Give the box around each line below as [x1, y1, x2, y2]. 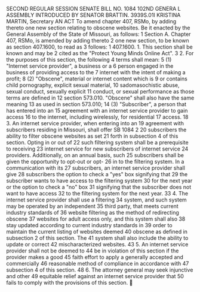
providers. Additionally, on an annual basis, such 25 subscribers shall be [6, 152, 184, 158]
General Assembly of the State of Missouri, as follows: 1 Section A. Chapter [6, 31, 191, 38]
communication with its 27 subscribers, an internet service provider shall [6, 164, 185, 171]
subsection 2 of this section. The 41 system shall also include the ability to [6, 234, 189, 242]
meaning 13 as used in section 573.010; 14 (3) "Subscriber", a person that [6, 101, 187, 107]
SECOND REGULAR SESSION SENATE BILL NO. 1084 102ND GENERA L [6, 5, 181, 12]
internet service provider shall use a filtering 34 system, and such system [6, 196, 187, 203]
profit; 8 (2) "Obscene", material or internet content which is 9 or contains [6, 75, 188, 82]
